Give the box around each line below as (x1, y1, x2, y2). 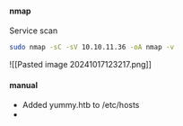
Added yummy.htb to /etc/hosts (22, 100, 140, 111)
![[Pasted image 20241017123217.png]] (9, 59, 152, 70)
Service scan (9, 25, 58, 36)
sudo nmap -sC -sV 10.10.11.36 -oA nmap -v (9, 43, 175, 52)
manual (9, 79, 39, 90)
